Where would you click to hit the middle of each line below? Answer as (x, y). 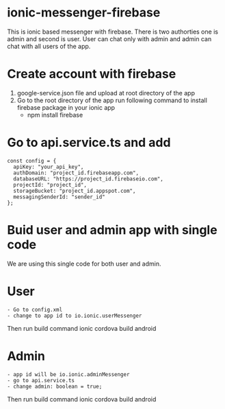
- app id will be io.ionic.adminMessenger (68, 374)
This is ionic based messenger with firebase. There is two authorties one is (113, 32)
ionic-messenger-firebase (84, 13)
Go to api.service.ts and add (89, 143)
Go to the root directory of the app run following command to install (112, 100)
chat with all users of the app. (49, 46)
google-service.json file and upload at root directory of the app (106, 93)
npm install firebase (55, 115)
